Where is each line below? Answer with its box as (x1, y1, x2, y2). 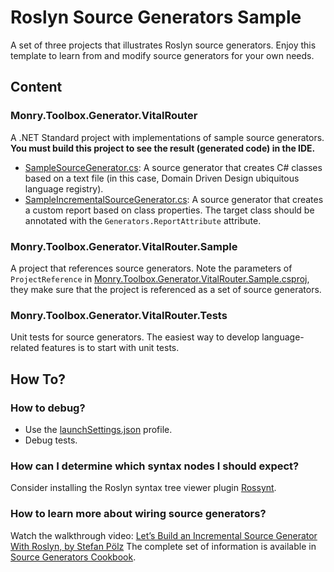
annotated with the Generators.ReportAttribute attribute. (24, 214, 262, 226)
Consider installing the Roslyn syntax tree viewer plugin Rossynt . (10, 482, 277, 494)
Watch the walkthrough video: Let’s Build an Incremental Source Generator (10, 529, 318, 541)
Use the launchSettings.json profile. (24, 423, 173, 435)
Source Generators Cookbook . (10, 551, 137, 563)
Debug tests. (24, 434, 78, 446)
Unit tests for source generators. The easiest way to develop (10, 331, 260, 343)
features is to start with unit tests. (41, 342, 180, 354)
